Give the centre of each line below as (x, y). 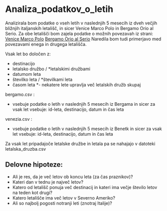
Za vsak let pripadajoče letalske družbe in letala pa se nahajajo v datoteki (80, 144)
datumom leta (27, 74)
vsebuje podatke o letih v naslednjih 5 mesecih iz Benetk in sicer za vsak (87, 129)
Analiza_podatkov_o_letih (59, 9)
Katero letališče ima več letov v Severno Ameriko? (64, 198)
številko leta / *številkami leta (42, 79)
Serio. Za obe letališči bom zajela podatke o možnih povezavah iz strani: (79, 33)
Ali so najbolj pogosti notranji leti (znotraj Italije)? (62, 203)
